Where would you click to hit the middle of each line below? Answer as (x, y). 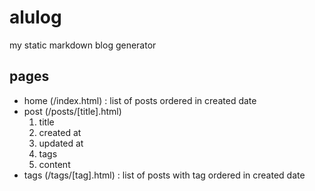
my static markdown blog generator (83, 45)
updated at (61, 143)
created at (60, 132)
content (54, 164)
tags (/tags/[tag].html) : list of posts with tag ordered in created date (164, 175)
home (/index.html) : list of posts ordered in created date (140, 100)
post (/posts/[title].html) (72, 111)
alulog (35, 17)
